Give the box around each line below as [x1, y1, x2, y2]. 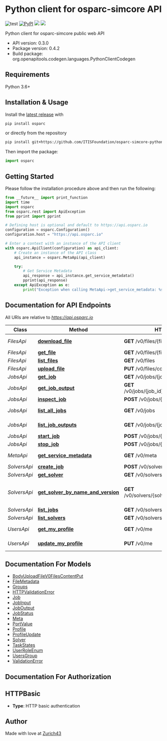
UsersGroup [12, 653, 38, 659]
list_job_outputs [37, 421, 77, 428]
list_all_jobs [37, 407, 67, 414]
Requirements [5, 70, 50, 79]
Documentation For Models [5, 560, 91, 568]
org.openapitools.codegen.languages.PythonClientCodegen [12, 56, 136, 62]
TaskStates [12, 642, 36, 648]
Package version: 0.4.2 [12, 45, 60, 51]
